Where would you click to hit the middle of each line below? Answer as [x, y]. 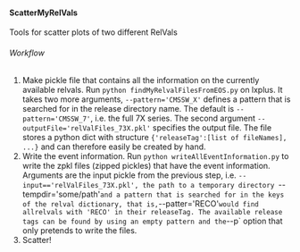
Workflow [27, 53]
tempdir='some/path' [61, 194]
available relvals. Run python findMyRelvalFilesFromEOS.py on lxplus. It [152, 90]
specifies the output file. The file [212, 128]
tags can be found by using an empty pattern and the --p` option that [152, 221]
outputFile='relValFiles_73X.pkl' [86, 129]
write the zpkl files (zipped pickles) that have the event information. [146, 166]
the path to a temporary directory [208, 186]
